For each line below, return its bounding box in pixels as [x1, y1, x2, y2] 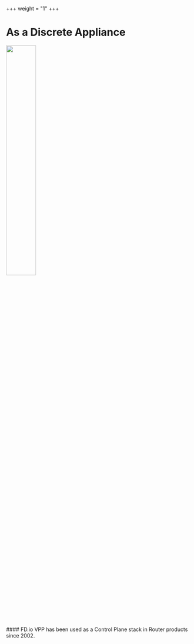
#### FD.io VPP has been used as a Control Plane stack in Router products [6, 626, 188, 633]
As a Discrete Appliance [6, 26, 126, 39]
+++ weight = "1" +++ [6, 5, 59, 12]
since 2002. [6, 632, 35, 639]
